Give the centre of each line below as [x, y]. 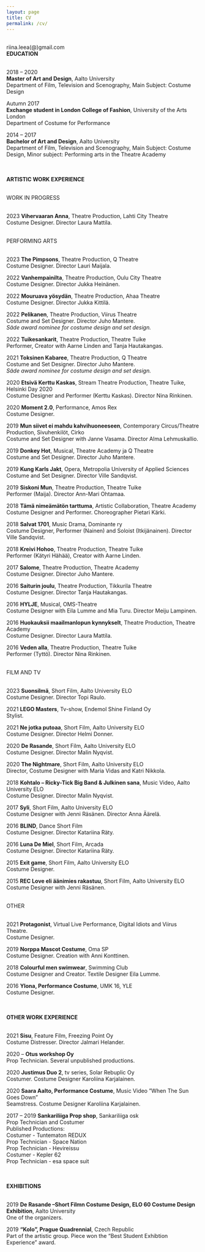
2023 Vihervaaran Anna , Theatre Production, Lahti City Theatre [87, 216]
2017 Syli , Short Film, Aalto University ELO [60, 808]
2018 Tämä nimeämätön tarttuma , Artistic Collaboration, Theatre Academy [102, 506]
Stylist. [15, 716]
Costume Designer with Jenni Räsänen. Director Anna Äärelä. [84, 814]
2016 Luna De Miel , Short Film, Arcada [55, 844]
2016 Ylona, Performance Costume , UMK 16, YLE [69, 986]
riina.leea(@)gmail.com [35, 47]
